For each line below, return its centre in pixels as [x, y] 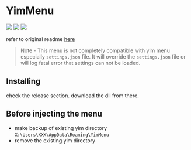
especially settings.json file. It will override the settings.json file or [103, 56]
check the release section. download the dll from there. [72, 96]
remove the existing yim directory [55, 140]
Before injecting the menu [54, 114]
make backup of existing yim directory [60, 128]
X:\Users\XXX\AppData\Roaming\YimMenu [62, 135]
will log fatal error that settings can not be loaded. [80, 63]
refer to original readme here [41, 39]
